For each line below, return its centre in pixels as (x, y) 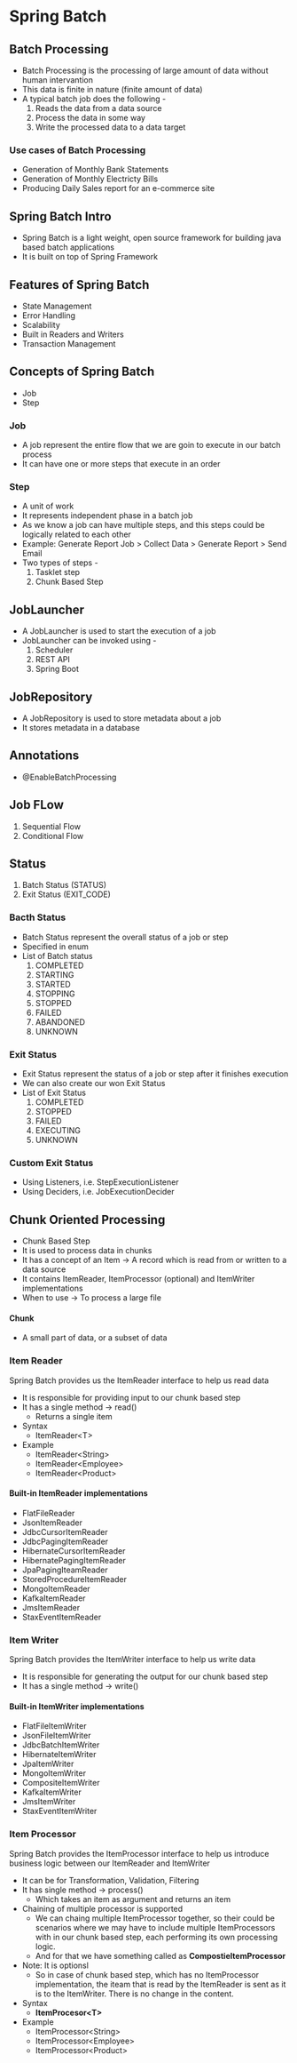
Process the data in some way (90, 118)
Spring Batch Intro (61, 216)
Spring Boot (57, 669)
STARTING (55, 974)
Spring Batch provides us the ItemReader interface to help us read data (139, 1380)
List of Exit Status (54, 1092)
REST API (53, 660)
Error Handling (49, 315)
